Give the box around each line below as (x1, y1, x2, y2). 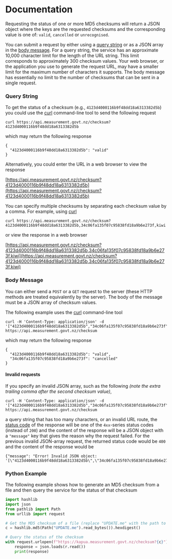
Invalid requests (5, 371, 40, 377)
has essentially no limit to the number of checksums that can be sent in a (5, 74, 160, 80)
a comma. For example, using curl (5, 208, 77, 214)
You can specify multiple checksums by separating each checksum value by (5, 203, 167, 209)
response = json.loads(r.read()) (14, 544, 86, 550)
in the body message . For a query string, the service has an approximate (5, 47, 159, 53)
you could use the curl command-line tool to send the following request (5, 110, 156, 116)
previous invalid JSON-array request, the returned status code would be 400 (5, 438, 166, 444)
